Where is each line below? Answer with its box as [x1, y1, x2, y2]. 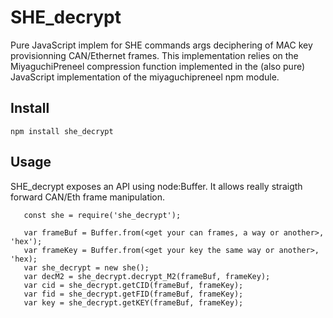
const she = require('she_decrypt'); [23, 210, 182, 220]
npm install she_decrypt [10, 126, 114, 136]
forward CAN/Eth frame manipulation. [10, 191, 166, 203]
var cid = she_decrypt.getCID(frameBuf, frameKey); [23, 280, 244, 290]
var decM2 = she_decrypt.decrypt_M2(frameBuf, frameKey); [23, 271, 271, 281]
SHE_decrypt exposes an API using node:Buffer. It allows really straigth [10, 180, 303, 192]
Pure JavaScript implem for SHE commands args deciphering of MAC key [10, 39, 313, 51]
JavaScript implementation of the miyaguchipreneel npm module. [10, 71, 280, 83]
